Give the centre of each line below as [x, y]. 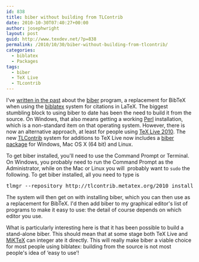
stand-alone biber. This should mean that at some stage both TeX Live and [97, 234]
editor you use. [25, 216]
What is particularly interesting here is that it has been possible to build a [95, 228]
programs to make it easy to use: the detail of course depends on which [94, 210]
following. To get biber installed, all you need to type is [73, 175]
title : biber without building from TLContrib [65, 17]
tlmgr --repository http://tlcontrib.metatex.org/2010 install [100, 186]
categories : [21, 50]
